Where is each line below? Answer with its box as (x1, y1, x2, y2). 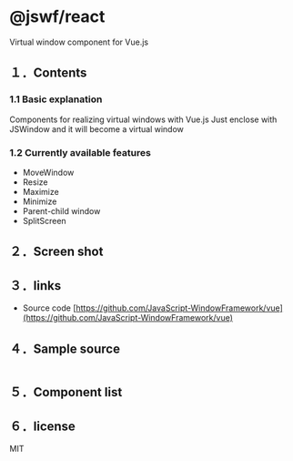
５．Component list (9, 384, 123, 400)
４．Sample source (9, 341, 121, 356)
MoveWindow (22, 167, 75, 178)
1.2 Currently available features (9, 146, 152, 159)
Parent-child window (22, 205, 101, 216)
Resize (22, 176, 48, 188)
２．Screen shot (9, 244, 104, 260)
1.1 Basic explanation (9, 93, 103, 106)
